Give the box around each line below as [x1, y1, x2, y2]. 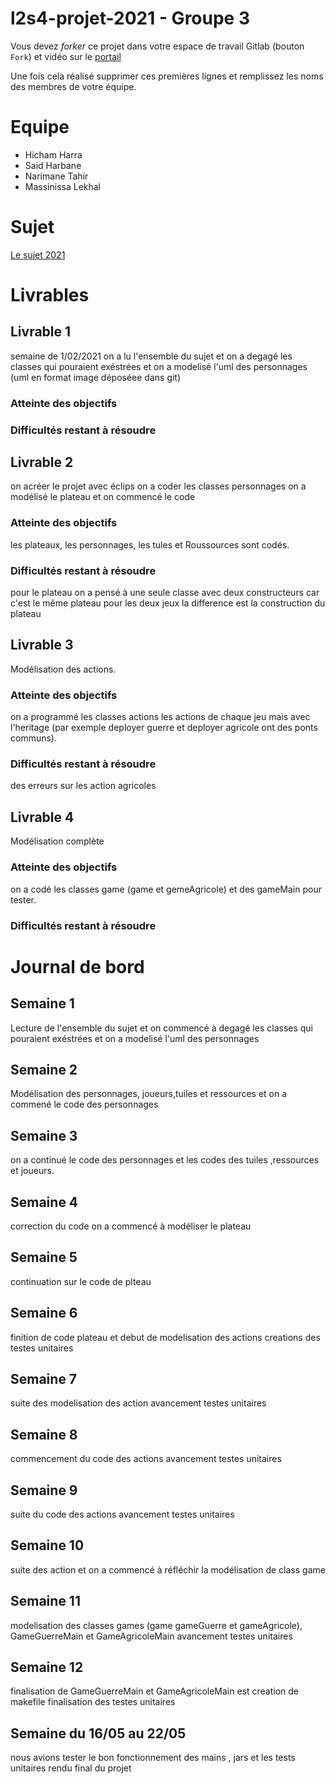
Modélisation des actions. [10, 663, 117, 675]
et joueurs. [10, 1165, 55, 1177]
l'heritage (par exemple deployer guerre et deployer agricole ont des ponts [10, 722, 318, 734]
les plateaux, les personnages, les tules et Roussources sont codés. [10, 538, 290, 551]
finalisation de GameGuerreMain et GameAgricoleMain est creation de [10, 1685, 300, 1697]
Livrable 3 [10, 637, 74, 654]
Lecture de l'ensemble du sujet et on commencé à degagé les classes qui [10, 1022, 314, 1034]
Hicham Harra [24, 148, 83, 161]
